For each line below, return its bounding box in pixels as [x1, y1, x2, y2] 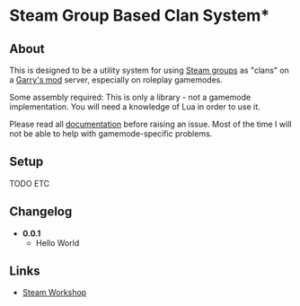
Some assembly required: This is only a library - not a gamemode [9, 92, 251, 102]
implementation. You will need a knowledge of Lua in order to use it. [9, 101, 260, 112]
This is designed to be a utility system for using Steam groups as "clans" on [9, 65, 289, 75]
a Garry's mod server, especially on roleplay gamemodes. [9, 74, 223, 85]
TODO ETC [9, 178, 50, 188]
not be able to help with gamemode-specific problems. [9, 128, 213, 139]
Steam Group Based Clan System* [9, 5, 270, 26]
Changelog [9, 204, 73, 220]
